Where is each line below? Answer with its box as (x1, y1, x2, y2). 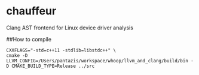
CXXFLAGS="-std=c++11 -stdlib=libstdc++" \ (6, 47, 117, 53)
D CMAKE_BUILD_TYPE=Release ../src (6, 63, 95, 69)
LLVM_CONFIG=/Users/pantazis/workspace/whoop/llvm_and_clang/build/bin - (6, 58, 194, 64)
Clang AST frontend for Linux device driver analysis (6, 24, 133, 31)
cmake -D (6, 52, 28, 58)
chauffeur (6, 4, 57, 18)
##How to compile (6, 35, 52, 43)
